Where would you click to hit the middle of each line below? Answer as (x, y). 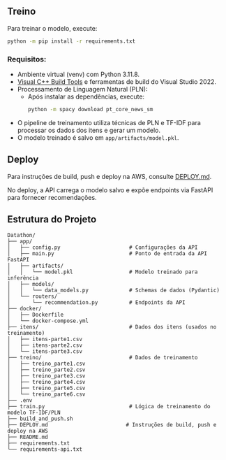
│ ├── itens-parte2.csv (45, 345)
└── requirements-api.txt (45, 450)
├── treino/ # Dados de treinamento (103, 358)
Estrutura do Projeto (52, 220)
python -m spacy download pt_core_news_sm (90, 109)
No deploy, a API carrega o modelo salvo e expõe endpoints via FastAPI (110, 190)
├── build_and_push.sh (40, 419)
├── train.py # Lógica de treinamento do (109, 407)
